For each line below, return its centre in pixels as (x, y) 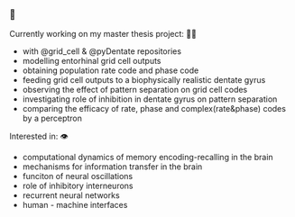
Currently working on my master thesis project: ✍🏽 (103, 34)
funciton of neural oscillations (78, 176)
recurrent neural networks (71, 195)
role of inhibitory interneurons (78, 186)
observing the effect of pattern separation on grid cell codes (135, 90)
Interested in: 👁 (39, 136)
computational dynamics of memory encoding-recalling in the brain (147, 158)
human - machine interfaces (75, 205)
